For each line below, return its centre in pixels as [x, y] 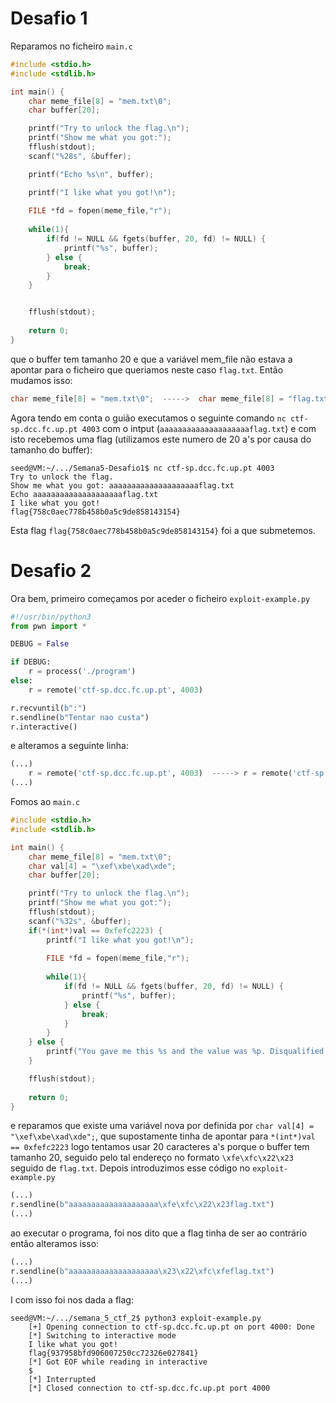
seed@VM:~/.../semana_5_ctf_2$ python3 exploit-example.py [136, 1318]
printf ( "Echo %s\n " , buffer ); [91, 174]
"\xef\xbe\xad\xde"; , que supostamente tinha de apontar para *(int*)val [163, 1136]
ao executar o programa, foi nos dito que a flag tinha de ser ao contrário [159, 1233]
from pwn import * [48, 626]
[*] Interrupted [62, 1379]
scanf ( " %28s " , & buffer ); [80, 156]
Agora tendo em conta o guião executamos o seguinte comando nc [148, 418]
